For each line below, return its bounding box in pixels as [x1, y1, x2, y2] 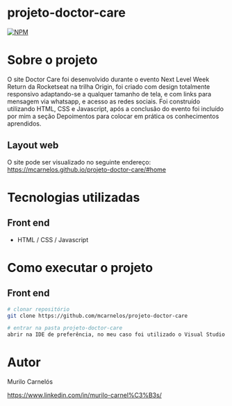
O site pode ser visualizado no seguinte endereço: [7, 158, 151, 166]
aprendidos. [7, 119, 42, 128]
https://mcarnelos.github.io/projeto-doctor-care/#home [7, 165, 167, 174]
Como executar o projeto [7, 260, 154, 276]
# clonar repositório [7, 305, 70, 313]
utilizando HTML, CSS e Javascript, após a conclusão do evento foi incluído [7, 104, 224, 112]
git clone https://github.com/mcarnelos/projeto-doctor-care [7, 312, 188, 319]
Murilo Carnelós [7, 378, 53, 386]
